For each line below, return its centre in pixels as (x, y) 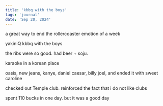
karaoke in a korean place (32, 63)
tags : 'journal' (22, 15)
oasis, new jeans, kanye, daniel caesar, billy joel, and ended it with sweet (82, 73)
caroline (14, 79)
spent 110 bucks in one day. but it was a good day (57, 98)
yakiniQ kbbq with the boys (34, 44)
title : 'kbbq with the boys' (36, 10)
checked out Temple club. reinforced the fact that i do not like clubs (76, 88)
